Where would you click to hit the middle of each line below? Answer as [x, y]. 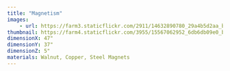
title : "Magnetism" [35, 13]
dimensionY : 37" [30, 45]
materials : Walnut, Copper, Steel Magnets [68, 57]
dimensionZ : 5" [29, 51]
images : [18, 20]
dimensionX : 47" [30, 39]
